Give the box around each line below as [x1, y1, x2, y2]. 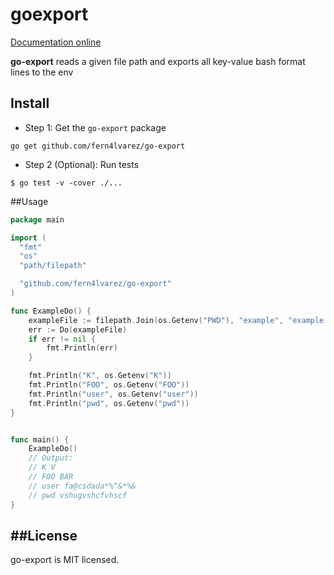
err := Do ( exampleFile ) [28, 324, 128, 335]
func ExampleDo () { [10, 306, 92, 316]
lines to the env [10, 66, 74, 78]
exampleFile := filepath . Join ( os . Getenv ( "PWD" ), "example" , [28, 315, 284, 325]
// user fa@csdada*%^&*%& [28, 481, 137, 491]
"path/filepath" [19, 261, 87, 271]
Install [10, 95, 50, 112]
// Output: [28, 453, 74, 463]
